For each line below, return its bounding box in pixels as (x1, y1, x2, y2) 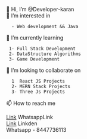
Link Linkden (6, 120, 38, 127)
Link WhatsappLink (6, 114, 54, 120)
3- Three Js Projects (11, 89, 66, 95)
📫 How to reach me (6, 99, 55, 107)
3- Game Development (8, 56, 60, 62)
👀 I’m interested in (6, 12, 51, 19)
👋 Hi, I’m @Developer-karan (6, 6, 74, 13)
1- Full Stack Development (8, 46, 76, 52)
